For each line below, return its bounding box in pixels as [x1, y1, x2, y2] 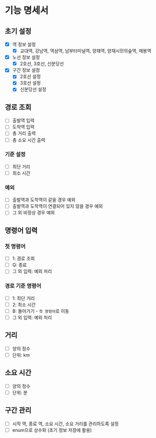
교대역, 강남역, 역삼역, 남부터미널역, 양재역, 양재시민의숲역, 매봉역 [19, 48, 152, 54]
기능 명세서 [5, 5, 49, 16]
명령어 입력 [5, 226, 38, 235]
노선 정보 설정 [12, 54, 40, 61]
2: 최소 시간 [12, 301, 36, 308]
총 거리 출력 [12, 130, 36, 137]
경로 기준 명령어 [5, 282, 42, 290]
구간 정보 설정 [12, 67, 40, 73]
